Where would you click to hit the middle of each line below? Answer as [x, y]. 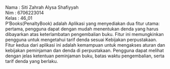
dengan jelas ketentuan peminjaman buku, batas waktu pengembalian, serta [85, 56]
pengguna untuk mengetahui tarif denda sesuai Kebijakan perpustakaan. [81, 40]
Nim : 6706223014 [25, 13]
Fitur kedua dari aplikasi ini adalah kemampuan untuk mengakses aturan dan [85, 45]
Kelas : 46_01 [19, 18]
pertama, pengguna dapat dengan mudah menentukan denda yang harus [82, 29]
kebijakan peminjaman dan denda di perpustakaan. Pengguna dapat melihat [84, 50]
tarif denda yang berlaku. [32, 61]
